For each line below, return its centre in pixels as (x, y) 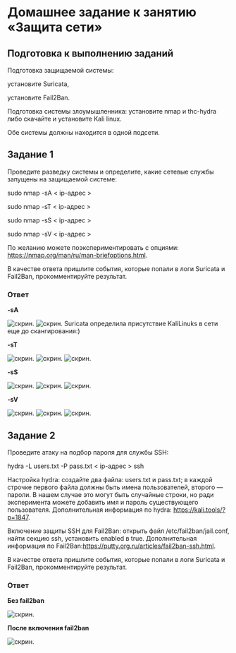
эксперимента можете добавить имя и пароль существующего (103, 502)
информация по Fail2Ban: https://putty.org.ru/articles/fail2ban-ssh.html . (112, 546)
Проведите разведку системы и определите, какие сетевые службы (111, 172)
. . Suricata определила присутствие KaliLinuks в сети (125, 324)
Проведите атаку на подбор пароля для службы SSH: (88, 452)
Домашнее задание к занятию (102, 12)
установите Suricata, (38, 84)
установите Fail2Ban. (39, 97)
